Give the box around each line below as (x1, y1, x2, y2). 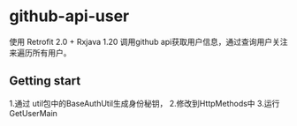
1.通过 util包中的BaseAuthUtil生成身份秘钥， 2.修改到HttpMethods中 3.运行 (9, 98, 280, 108)
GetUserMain (9, 107, 57, 118)
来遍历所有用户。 (9, 47, 72, 58)
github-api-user (9, 6, 130, 26)
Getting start (9, 73, 81, 89)
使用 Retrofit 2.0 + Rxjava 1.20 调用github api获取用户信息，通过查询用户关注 (9, 36, 288, 47)
